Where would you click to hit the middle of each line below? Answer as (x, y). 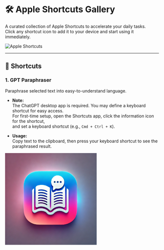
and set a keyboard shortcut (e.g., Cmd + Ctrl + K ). (63, 126)
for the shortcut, (29, 121)
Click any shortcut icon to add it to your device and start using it (70, 31)
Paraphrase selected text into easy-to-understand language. (66, 91)
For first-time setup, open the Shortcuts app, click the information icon (83, 116)
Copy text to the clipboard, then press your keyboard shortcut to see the (85, 141)
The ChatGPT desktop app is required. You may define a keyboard (79, 105)
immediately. (18, 37)
